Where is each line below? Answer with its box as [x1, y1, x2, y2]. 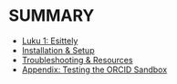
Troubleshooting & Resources [21, 54, 133, 65]
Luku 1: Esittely [21, 35, 78, 46]
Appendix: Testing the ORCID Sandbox [21, 64, 168, 75]
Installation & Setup [21, 44, 95, 55]
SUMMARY [8, 5, 95, 26]
